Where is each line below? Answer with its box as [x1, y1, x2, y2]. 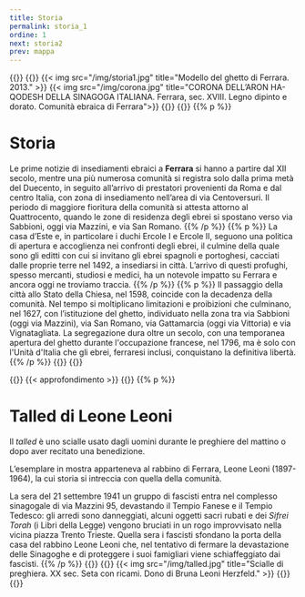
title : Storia [9, 13, 64, 23]
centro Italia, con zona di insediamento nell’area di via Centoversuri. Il [9, 192, 270, 203]
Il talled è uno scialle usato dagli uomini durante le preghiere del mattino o [9, 436, 287, 447]
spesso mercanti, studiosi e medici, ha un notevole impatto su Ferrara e [9, 269, 278, 280]
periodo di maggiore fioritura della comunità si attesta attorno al [9, 202, 249, 213]
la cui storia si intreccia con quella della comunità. [35, 473, 222, 483]
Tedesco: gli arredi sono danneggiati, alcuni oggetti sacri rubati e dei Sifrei [9, 511, 289, 521]
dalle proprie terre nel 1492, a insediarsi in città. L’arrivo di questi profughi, [9, 260, 289, 271]
